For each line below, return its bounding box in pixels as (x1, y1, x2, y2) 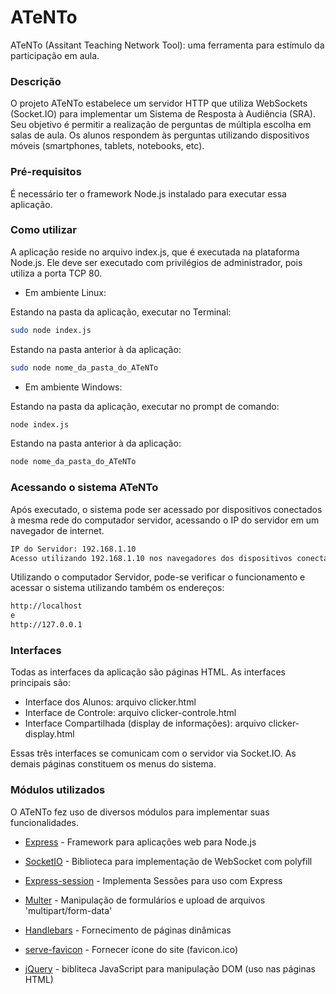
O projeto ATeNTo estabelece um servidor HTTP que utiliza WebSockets (10, 97, 308, 110)
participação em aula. (10, 49, 100, 61)
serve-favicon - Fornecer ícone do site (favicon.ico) (24, 943, 239, 955)
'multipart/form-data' (24, 904, 113, 916)
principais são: (10, 677, 71, 689)
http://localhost (10, 601, 83, 611)
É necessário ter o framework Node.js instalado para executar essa (10, 187, 287, 200)
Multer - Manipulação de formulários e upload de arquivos (24, 894, 266, 906)
